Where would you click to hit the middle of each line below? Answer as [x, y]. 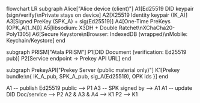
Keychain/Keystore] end [36, 40]
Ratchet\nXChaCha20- [147, 28]
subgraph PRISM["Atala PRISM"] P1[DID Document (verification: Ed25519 [96, 52]
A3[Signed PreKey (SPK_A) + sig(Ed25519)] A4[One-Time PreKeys [89, 21]
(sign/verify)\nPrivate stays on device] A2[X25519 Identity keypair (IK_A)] [97, 15]
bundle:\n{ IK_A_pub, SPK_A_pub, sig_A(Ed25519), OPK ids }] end [87, 76]
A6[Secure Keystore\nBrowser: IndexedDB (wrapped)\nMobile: [110, 34]
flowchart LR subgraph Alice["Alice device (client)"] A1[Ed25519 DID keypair [100, 9]
